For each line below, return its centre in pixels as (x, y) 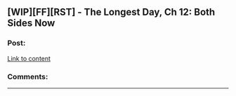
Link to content (29, 58)
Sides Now (31, 23)
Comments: (28, 76)
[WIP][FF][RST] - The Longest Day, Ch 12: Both (111, 12)
